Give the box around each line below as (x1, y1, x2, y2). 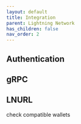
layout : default (6, 8, 48, 15)
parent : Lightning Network (6, 20, 75, 26)
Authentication (6, 54, 65, 64)
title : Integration (6, 15, 56, 21)
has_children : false (6, 25, 59, 32)
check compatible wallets (6, 111, 71, 118)
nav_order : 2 (6, 31, 40, 38)
